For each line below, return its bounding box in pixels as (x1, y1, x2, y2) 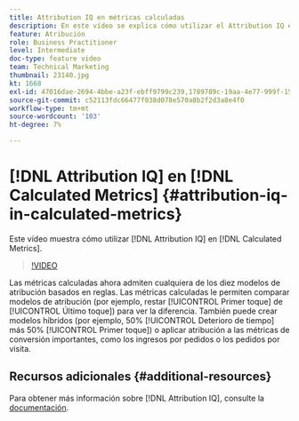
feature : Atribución (9, 29, 86, 38)
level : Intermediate (9, 46, 86, 55)
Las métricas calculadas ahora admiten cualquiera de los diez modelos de (9, 277, 281, 288)
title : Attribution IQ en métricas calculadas (9, 12, 185, 22)
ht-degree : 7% (9, 121, 62, 130)
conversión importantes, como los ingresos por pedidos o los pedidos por (9, 334, 280, 345)
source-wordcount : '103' (9, 112, 101, 121)
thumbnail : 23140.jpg (9, 71, 90, 80)
